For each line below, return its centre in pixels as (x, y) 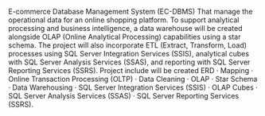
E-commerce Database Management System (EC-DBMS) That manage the (131, 12)
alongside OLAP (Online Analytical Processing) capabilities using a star (125, 37)
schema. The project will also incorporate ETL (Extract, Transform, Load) (128, 45)
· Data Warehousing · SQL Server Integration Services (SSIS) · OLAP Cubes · (133, 87)
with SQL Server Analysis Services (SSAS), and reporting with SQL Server (129, 62)
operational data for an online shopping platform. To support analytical (124, 20)
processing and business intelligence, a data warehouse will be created (125, 28)
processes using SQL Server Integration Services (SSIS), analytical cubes (129, 54)
